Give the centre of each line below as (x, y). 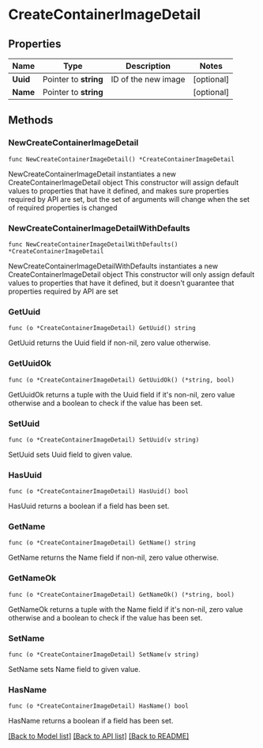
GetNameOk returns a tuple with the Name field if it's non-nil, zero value (126, 609)
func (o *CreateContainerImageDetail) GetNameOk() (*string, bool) (122, 594)
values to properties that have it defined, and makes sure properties (118, 191)
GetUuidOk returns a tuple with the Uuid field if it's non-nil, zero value (122, 394)
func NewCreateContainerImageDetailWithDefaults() (93, 244)
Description (148, 66)
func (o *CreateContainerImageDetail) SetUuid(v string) (104, 440)
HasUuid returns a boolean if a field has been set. (89, 506)
